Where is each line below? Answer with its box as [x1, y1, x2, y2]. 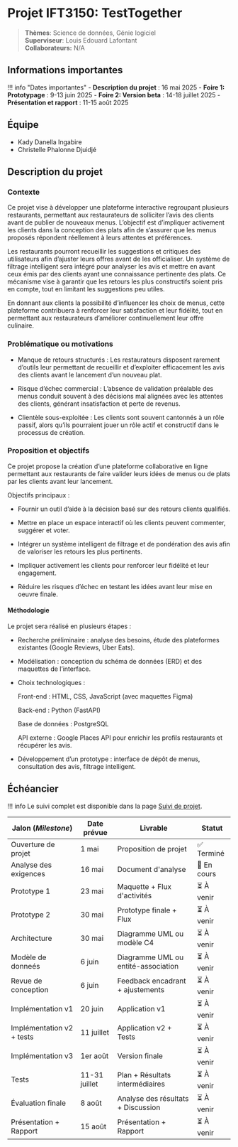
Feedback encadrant [117, 976, 186, 986]
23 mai [80, 886, 104, 896]
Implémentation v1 [11, 1004, 74, 1014]
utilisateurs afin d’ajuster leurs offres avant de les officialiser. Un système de [7, 254, 230, 264]
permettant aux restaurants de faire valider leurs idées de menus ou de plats [7, 469, 231, 478]
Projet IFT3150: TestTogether [7, 5, 183, 21]
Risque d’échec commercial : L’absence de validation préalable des [17, 384, 214, 392]
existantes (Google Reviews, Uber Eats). [17, 643, 135, 652]
